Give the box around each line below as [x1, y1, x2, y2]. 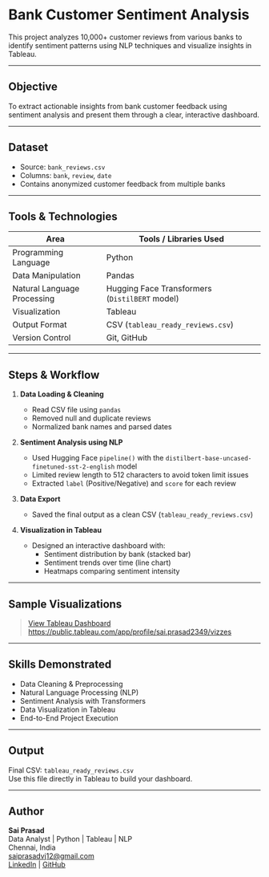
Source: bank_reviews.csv [19, 162, 106, 172]
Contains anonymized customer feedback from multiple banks [19, 179, 226, 189]
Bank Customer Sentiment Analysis [8, 6, 250, 24]
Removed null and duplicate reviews [31, 413, 151, 423]
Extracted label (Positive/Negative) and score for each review [31, 479, 236, 489]
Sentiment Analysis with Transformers [19, 696, 147, 705]
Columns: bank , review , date [19, 170, 112, 180]
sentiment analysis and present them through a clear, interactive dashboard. [8, 110, 260, 120]
